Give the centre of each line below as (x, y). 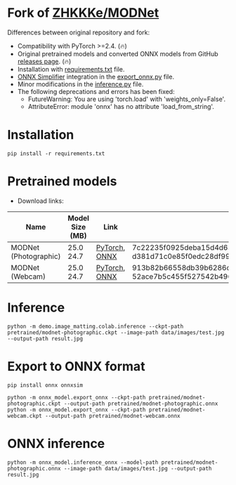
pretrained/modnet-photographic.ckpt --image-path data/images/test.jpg (116, 332)
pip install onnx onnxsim (45, 385)
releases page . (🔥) (44, 61)
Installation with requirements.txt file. (71, 69)
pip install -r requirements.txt (56, 153)
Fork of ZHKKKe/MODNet (83, 13)
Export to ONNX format (76, 366)
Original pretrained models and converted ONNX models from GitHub (118, 53)
